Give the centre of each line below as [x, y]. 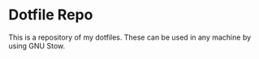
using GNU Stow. [37, 45]
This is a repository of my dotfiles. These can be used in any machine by [130, 37]
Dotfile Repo [51, 15]
